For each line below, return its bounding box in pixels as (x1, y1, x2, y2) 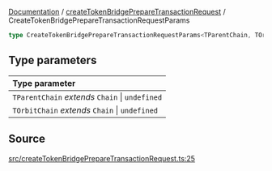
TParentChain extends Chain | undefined (12, 91, 163, 102)
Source (8, 132, 46, 146)
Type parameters (8, 53, 97, 67)
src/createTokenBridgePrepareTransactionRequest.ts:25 (8, 153, 196, 163)
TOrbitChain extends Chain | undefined (12, 105, 159, 116)
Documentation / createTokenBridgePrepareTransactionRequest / (8, 7, 226, 16)
